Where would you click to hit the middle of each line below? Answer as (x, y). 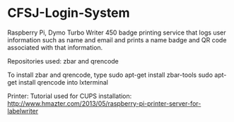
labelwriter (23, 111)
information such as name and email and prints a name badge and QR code (117, 39)
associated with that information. (55, 47)
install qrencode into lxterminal (63, 82)
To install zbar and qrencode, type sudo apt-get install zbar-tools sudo (110, 75)
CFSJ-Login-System (69, 13)
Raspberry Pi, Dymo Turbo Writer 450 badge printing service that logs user (117, 32)
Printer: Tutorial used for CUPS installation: (70, 96)
